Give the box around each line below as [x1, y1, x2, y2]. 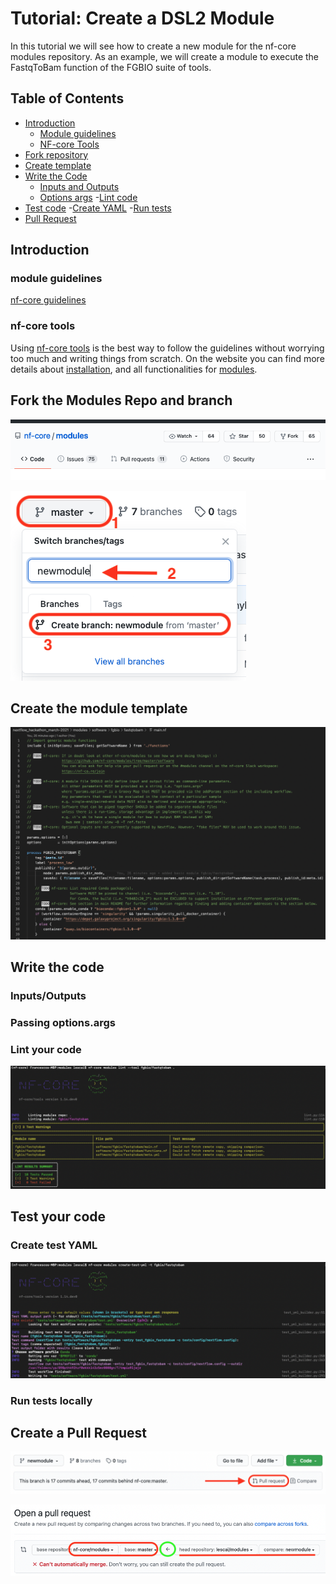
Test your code [10, 1208, 107, 1226]
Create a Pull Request [10, 1425, 147, 1442]
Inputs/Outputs [10, 988, 87, 1002]
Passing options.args [10, 1015, 116, 1029]
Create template [24, 159, 92, 171]
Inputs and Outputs [39, 180, 120, 192]
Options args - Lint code [39, 191, 138, 203]
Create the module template [10, 700, 188, 717]
